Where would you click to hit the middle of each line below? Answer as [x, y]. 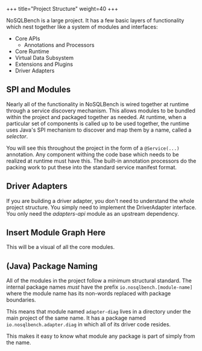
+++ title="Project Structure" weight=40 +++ [62, 9]
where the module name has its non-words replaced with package [89, 294]
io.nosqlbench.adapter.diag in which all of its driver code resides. [88, 324]
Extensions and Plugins [44, 64]
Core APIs [27, 38]
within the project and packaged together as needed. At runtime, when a [96, 117]
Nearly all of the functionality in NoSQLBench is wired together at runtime [97, 104]
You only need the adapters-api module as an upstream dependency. [93, 213]
